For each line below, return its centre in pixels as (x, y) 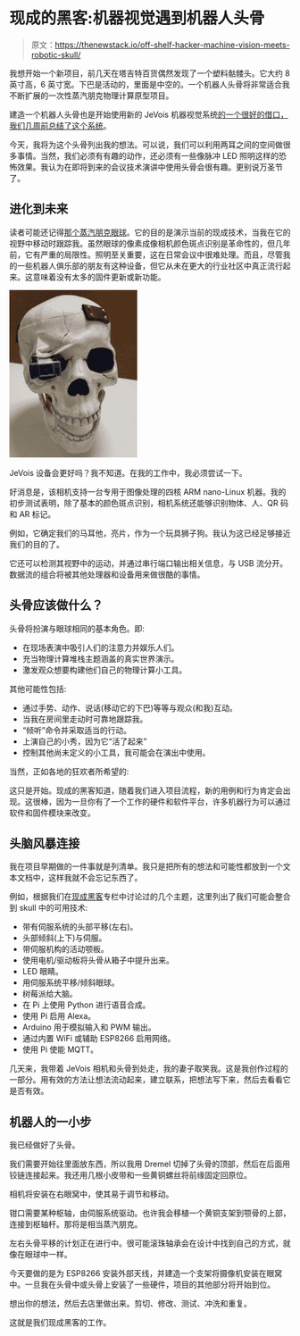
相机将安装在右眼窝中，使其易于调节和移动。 (92, 1194)
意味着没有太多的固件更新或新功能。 (99, 277)
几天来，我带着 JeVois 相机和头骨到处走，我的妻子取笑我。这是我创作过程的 (149, 1069)
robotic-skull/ (56, 54)
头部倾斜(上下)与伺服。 (64, 938)
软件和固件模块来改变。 (52, 813)
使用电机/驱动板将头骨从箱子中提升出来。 (98, 960)
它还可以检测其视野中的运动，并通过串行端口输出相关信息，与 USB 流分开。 (149, 563)
